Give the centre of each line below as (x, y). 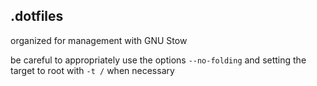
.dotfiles (37, 16)
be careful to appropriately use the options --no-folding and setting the (158, 60)
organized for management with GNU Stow (99, 40)
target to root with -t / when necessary (92, 70)
